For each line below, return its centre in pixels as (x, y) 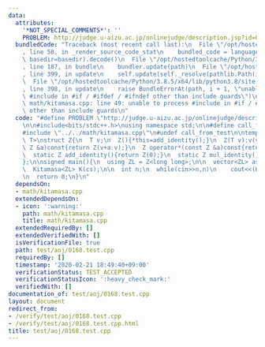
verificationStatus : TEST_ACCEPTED (74, 272)
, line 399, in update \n (63, 74)
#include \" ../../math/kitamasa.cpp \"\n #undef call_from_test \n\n (134, 132)
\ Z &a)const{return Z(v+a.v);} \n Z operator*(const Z (116, 147)
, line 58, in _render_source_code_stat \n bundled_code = (125, 52)
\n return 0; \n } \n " (56, 177)
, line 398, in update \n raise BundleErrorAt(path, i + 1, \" (132, 89)
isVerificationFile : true (58, 243)
